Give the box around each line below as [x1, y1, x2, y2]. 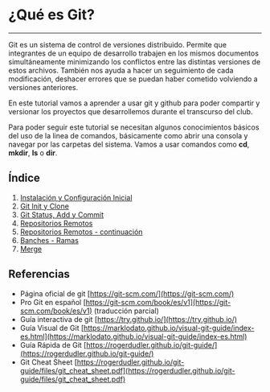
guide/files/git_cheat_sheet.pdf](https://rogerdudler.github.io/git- [19, 365, 235, 375]
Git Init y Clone [19, 201, 70, 211]
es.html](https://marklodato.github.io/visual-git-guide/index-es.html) [19, 332, 247, 341]
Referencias [8, 267, 71, 281]
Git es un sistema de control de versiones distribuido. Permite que [8, 39, 227, 49]
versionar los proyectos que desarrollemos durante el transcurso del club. [8, 106, 253, 116]
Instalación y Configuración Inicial [19, 192, 133, 202]
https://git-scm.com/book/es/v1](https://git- [85, 297, 231, 307]
